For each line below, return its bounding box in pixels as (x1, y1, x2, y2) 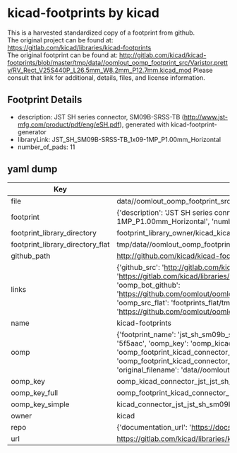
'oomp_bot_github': (116, 280, 181, 290)
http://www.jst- (183, 112, 228, 121)
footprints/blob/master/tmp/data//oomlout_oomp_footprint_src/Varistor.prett (7, 58, 228, 66)
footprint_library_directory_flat (11, 239, 110, 249)
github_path (11, 251, 51, 261)
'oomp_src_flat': (116, 298, 169, 307)
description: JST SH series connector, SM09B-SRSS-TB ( (17, 112, 185, 121)
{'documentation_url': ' (116, 422, 192, 432)
